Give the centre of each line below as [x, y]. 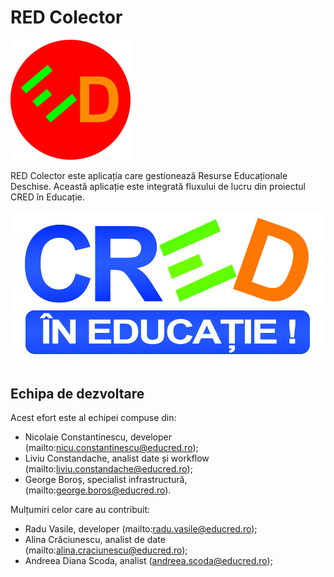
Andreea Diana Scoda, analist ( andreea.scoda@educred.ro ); [148, 561]
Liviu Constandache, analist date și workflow [117, 458]
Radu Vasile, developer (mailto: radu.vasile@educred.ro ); [141, 529]
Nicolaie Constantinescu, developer [98, 437]
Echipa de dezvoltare [77, 393]
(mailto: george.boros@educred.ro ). [98, 490]
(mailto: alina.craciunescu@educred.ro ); [106, 550]
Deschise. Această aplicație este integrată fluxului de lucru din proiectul [158, 186]
